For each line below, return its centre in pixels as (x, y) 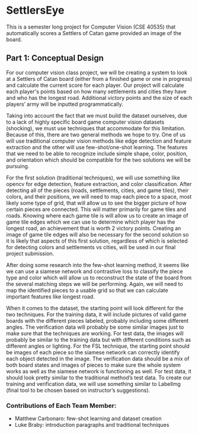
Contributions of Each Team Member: (61, 405)
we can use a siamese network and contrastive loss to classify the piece (95, 271)
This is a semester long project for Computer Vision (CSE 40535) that (91, 27)
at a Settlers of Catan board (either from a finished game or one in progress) (99, 78)
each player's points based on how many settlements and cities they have (96, 91)
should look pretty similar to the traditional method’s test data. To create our (99, 378)
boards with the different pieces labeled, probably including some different (97, 320)
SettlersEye (35, 10)
